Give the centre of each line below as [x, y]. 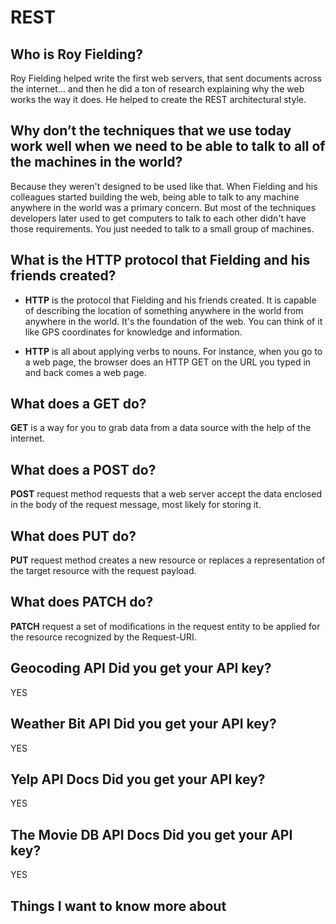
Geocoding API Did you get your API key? [141, 668]
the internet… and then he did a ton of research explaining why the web [157, 89]
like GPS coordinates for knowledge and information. [133, 332]
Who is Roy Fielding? [77, 54]
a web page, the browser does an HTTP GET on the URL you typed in [168, 362]
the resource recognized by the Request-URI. [103, 637]
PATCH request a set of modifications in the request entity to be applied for [165, 626]
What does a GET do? [78, 404]
